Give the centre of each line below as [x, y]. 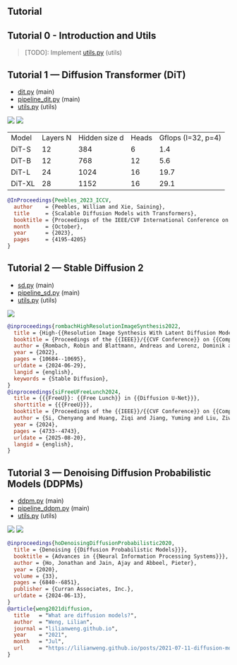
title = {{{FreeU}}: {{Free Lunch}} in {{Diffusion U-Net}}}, [107, 398]
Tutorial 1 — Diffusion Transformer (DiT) [97, 74]
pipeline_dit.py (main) [49, 99]
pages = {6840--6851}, [47, 582]
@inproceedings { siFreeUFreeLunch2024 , [64, 392]
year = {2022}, [36, 353]
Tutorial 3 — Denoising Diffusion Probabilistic [109, 473]
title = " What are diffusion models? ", [75, 615]
